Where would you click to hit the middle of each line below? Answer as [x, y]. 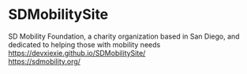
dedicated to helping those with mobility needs [84, 44]
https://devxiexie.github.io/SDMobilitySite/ [77, 53]
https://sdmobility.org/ [45, 61]
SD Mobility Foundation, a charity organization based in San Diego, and [124, 36]
